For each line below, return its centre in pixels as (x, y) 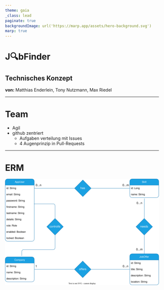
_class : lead (18, 15)
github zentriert (28, 133)
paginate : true (20, 21)
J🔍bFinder (28, 57)
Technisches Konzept (39, 78)
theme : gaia (17, 10)
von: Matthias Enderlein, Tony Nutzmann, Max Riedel (59, 90)
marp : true (16, 31)
